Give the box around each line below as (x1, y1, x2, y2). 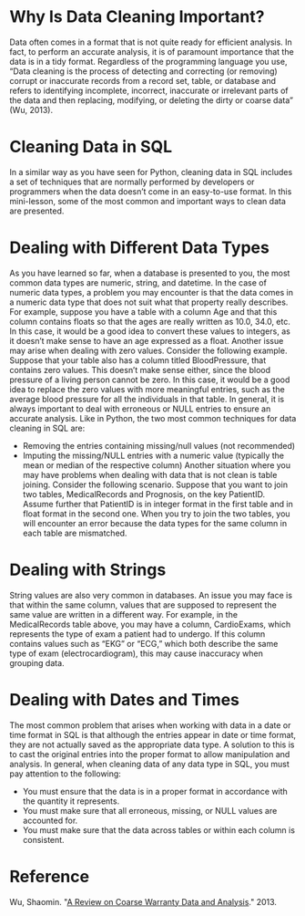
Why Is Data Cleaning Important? (9, 6, 265, 27)
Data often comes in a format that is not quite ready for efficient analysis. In (9, 36, 293, 47)
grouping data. (9, 657, 66, 668)
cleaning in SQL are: (9, 422, 86, 433)
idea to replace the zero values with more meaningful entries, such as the (9, 383, 285, 394)
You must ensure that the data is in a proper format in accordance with (22, 786, 289, 796)
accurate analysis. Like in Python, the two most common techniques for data (9, 412, 297, 423)
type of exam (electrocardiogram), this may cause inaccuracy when (9, 648, 264, 659)
